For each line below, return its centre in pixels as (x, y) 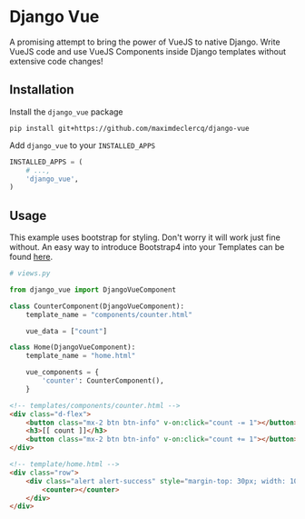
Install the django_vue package (67, 112)
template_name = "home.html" (81, 356)
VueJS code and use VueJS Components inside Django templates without (148, 51)
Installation (42, 90)
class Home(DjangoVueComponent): (73, 347)
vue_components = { (63, 373)
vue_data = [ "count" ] (66, 331)
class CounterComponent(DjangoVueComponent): (97, 306)
